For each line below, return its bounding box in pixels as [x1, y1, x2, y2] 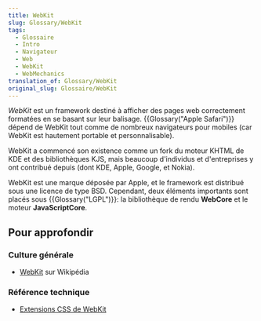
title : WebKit [8, 11, 55, 20]
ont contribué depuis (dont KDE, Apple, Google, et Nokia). [8, 162, 195, 173]
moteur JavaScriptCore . [8, 203, 88, 213]
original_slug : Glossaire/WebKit [8, 84, 118, 93]
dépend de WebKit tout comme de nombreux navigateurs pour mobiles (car [8, 122, 252, 132]
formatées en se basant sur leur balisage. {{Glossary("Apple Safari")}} [8, 115, 235, 124]
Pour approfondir [8, 225, 94, 239]
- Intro [15, 41, 41, 49]
